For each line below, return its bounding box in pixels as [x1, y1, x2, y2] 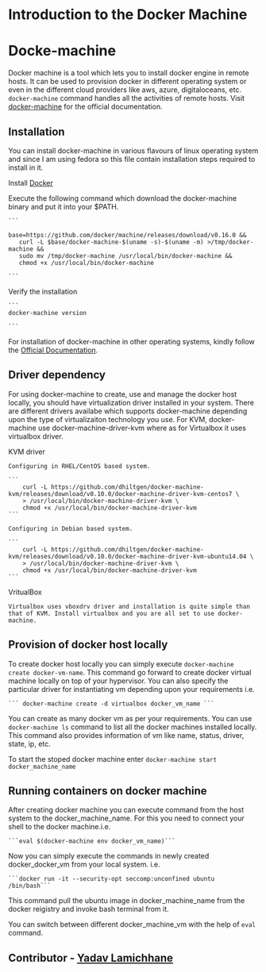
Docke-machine [8, 42, 117, 60]
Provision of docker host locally [8, 638, 168, 651]
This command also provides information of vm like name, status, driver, [8, 730, 245, 740]
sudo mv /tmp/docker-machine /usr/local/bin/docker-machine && [18, 252, 233, 259]
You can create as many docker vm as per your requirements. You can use [8, 713, 253, 723]
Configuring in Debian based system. [8, 524, 133, 532]
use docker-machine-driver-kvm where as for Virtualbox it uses [38, 423, 246, 432]
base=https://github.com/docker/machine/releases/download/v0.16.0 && [8, 231, 247, 239]
